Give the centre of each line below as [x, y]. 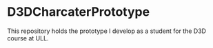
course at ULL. [28, 38]
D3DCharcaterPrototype [79, 12]
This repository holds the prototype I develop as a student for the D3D [107, 31]
